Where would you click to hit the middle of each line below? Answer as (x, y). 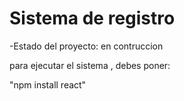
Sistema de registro (92, 18)
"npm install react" (48, 84)
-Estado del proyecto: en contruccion (86, 46)
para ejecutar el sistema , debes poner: (90, 65)
